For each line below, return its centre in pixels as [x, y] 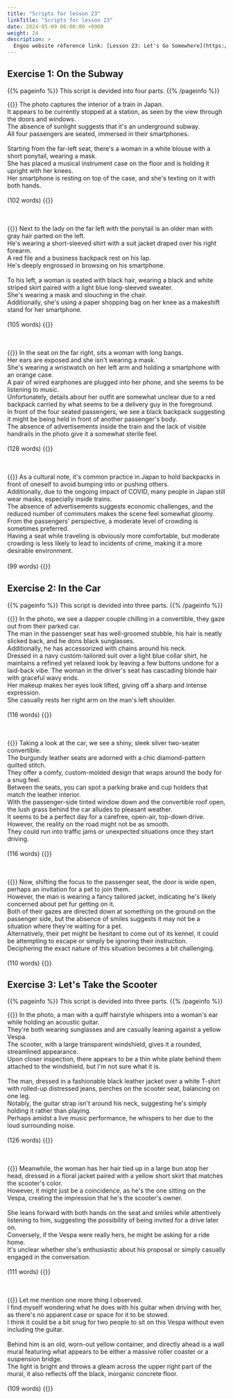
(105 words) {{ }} [30, 324]
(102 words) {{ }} [30, 200]
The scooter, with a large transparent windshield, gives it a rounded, [104, 1044]
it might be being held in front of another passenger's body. [93, 419]
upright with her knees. [41, 170]
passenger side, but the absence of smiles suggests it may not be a [104, 918]
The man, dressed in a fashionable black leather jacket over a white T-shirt [114, 1082]
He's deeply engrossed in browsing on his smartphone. [86, 265]
